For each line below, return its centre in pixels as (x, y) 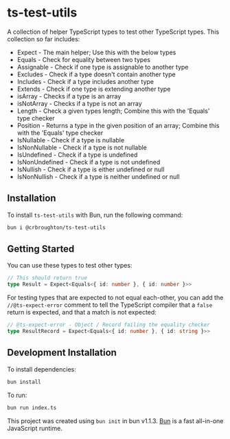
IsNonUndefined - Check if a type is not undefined (89, 162)
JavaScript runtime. (35, 428)
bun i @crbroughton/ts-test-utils (57, 227)
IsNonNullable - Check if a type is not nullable (82, 147)
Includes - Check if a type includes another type (85, 81)
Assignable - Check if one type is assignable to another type (103, 67)
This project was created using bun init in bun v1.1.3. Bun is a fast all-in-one (115, 420)
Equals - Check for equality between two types (84, 59)
